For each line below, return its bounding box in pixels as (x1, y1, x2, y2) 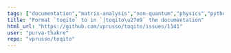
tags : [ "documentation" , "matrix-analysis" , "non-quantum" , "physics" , (7, 10, 208, 17)
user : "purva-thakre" (7, 29, 69, 36)
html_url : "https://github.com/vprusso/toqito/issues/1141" (7, 23, 184, 30)
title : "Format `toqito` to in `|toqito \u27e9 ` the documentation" (7, 17, 205, 23)
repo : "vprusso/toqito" (7, 36, 76, 43)
